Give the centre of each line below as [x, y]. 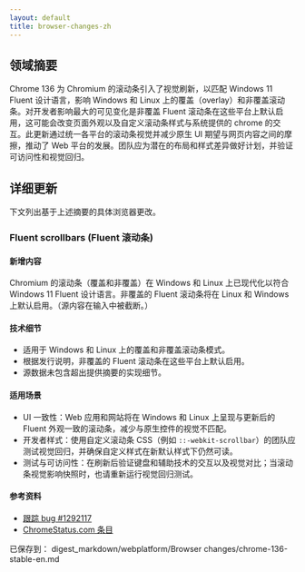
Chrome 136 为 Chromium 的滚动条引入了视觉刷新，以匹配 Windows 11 [141, 89]
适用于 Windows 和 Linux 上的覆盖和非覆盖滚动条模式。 [126, 350]
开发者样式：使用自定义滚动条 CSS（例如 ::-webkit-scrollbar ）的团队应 [159, 439]
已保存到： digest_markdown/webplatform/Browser [106, 548]
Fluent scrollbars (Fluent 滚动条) [82, 238]
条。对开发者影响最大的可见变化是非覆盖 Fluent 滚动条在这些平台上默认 [143, 112]
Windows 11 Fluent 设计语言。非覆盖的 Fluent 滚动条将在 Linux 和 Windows [149, 294]
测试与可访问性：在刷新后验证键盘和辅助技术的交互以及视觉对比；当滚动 [157, 462]
